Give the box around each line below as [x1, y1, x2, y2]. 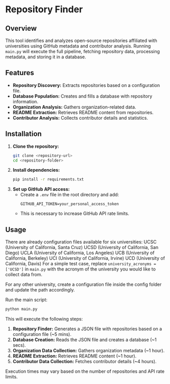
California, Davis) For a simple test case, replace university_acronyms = [5, 261, 157, 267]
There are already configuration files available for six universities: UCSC [5, 239, 157, 245]
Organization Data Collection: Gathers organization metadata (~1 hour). [12, 347, 165, 353]
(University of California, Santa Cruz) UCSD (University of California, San [5, 244, 159, 251]
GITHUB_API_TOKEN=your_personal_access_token [20, 201, 119, 207]
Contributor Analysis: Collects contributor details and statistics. [12, 115, 148, 121]
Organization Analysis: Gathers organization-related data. [12, 104, 136, 110]
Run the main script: [5, 297, 47, 303]
